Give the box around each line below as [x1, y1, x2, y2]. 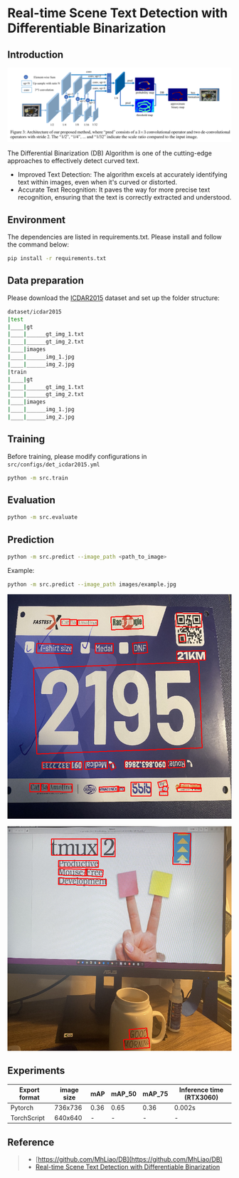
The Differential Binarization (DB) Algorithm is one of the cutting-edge [7, 149, 212, 157]
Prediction [7, 533, 55, 546]
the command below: [7, 240, 70, 249]
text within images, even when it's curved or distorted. [17, 178, 178, 187]
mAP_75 [142, 1089, 169, 1098]
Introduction [7, 48, 64, 61]
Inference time [179, 1085, 224, 1095]
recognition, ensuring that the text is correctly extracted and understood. [17, 193, 232, 202]
